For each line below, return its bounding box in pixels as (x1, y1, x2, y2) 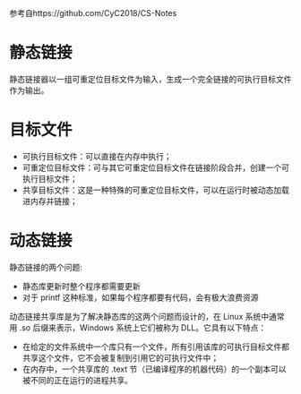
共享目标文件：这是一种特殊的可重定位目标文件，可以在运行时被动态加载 (21, 184, 289, 195)
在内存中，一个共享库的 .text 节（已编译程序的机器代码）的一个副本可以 (21, 364, 287, 374)
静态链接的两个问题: (9, 261, 83, 272)
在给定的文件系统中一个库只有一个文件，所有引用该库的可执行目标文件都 (21, 341, 289, 352)
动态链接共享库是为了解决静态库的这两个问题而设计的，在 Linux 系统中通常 (9, 311, 285, 321)
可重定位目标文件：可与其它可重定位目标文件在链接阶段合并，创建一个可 (21, 162, 289, 173)
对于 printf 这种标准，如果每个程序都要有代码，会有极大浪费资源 (21, 292, 259, 303)
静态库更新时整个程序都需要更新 (21, 280, 141, 291)
